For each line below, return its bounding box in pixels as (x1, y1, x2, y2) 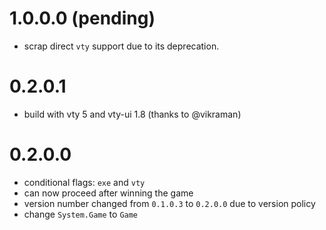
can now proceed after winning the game (23, 187, 194, 199)
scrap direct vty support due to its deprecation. (23, 40, 220, 52)
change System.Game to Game (23, 208, 139, 220)
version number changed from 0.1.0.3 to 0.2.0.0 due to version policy (23, 197, 316, 209)
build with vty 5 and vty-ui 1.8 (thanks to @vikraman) (23, 108, 242, 120)
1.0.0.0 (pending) (9, 7, 156, 30)
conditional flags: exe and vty (23, 176, 146, 188)
